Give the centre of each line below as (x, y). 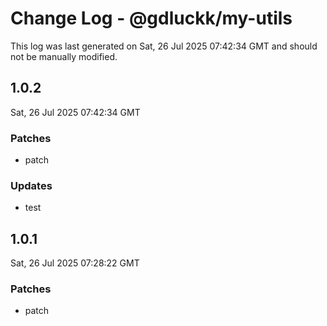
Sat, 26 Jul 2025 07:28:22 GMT (75, 263)
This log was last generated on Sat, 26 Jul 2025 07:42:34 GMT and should (164, 46)
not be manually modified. (64, 56)
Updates (31, 185)
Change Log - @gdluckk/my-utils (151, 18)
